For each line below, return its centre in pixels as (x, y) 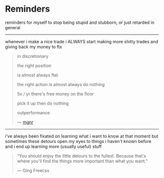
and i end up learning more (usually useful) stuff (53, 146)
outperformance (33, 112)
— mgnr (25, 122)
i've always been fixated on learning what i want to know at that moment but (82, 136)
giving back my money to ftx (34, 47)
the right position (34, 65)
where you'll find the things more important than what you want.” (82, 161)
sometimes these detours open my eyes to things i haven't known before (78, 141)
